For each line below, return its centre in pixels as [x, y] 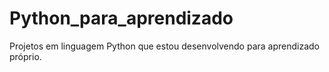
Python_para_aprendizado [121, 18]
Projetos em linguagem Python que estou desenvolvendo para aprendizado [165, 46]
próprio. [25, 56]
